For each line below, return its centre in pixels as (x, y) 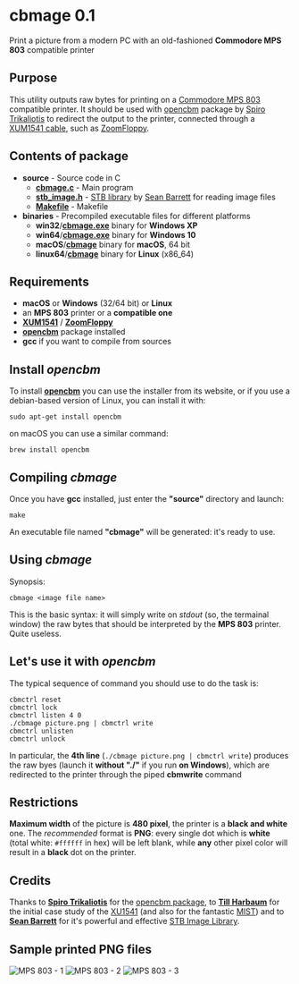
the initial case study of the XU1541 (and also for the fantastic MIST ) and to (147, 912)
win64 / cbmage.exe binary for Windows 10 (116, 234)
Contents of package (69, 156)
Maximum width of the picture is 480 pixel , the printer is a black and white (149, 824)
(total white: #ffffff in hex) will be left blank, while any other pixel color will (149, 843)
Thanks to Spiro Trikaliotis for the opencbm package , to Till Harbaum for (145, 902)
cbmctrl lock (33, 708)
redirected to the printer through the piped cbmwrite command (126, 774)
